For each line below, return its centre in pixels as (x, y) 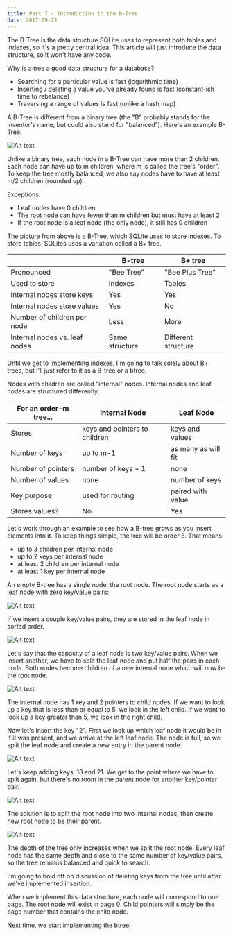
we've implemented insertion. (50, 883)
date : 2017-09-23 (32, 20)
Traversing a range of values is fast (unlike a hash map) (96, 103)
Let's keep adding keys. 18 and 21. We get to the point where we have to (110, 772)
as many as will (195, 448)
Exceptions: (24, 194)
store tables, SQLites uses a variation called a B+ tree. (84, 243)
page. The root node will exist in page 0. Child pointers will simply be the (111, 904)
